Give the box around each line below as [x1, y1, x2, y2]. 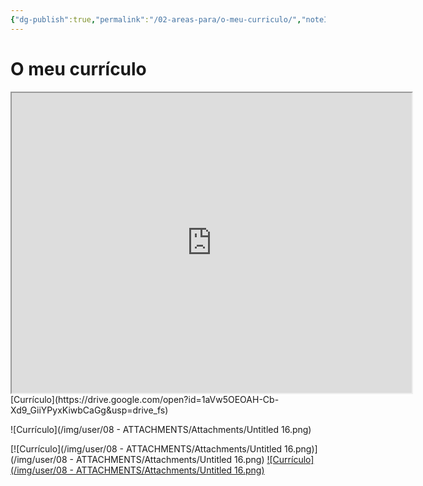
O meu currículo [10, 57, 147, 80]
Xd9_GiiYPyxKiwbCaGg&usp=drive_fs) [10, 404, 169, 416]
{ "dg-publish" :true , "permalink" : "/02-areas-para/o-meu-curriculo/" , [10, 14, 302, 25]
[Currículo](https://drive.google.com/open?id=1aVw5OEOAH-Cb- [10, 393, 280, 405]
